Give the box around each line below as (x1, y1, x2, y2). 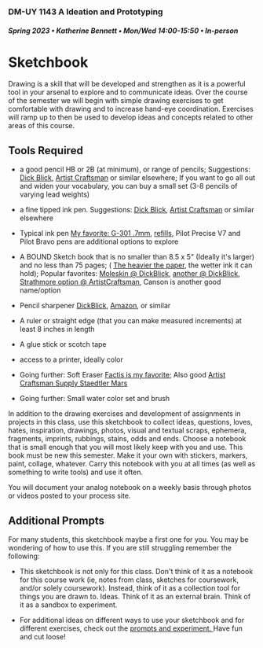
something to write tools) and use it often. (8, 467, 144, 477)
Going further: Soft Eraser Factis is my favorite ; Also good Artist (19, 370, 226, 380)
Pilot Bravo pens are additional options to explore (19, 237, 179, 246)
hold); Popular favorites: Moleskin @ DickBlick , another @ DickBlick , (19, 269, 241, 278)
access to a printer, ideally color (19, 355, 123, 364)
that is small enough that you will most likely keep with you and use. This (8, 443, 243, 452)
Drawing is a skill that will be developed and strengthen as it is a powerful (8, 79, 246, 89)
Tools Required (8, 144, 84, 157)
